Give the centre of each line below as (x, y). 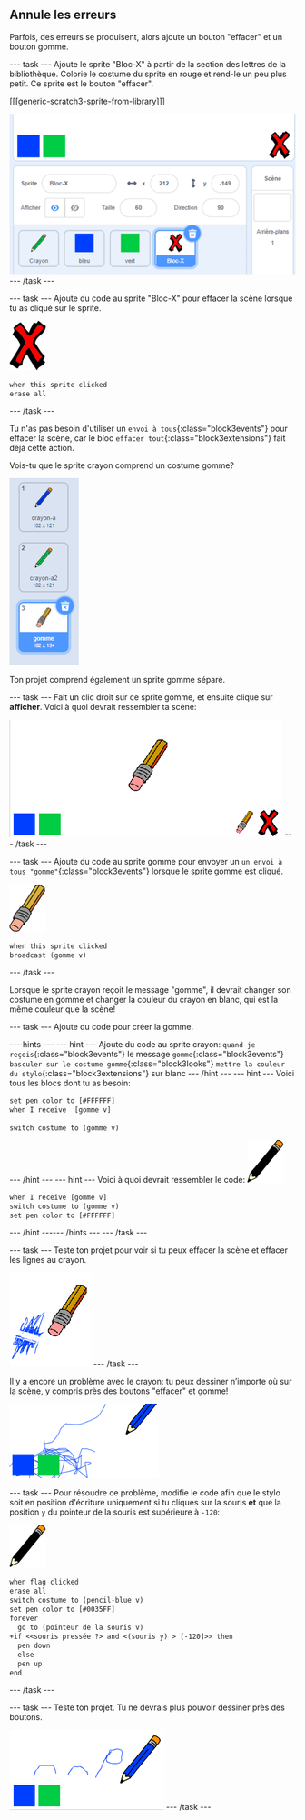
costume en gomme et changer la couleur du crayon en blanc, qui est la (144, 999)
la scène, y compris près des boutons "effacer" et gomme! (119, 1391)
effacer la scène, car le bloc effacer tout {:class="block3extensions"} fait (148, 438)
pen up (30, 1664)
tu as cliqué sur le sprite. (55, 307)
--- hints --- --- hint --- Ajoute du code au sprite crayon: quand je (133, 1044)
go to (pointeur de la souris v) (81, 1627)
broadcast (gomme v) (49, 955)
